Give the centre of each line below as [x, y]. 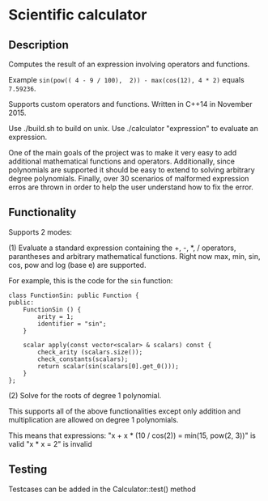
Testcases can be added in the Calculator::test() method [102, 489]
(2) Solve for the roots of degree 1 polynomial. [85, 395]
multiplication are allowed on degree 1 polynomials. [94, 419]
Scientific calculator [78, 15]
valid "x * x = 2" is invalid [50, 444]
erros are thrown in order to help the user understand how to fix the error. [131, 187]
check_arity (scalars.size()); [90, 352]
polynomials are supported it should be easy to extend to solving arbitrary [132, 170]
